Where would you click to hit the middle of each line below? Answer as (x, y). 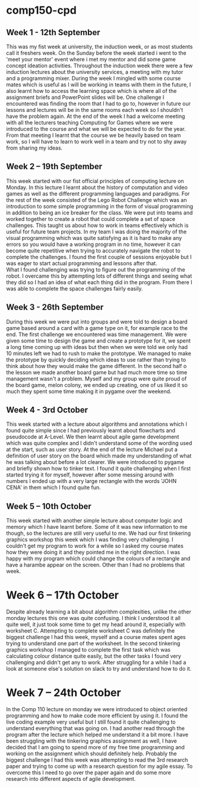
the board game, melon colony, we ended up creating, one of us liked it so (97, 385)
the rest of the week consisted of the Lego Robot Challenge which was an (97, 200)
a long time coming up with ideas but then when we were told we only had (97, 347)
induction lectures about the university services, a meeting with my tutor (95, 72)
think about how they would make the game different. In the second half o (97, 366)
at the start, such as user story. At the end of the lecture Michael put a (92, 450)
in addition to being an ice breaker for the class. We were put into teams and (99, 213)
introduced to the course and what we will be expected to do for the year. (96, 129)
